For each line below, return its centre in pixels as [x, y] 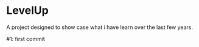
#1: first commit [26, 39]
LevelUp [27, 11]
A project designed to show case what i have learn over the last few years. [100, 27]
